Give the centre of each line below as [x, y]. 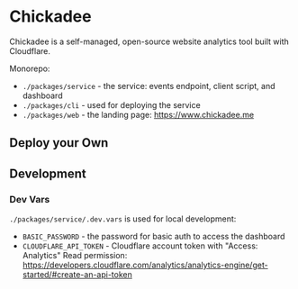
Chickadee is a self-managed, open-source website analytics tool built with [149, 41]
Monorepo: [30, 68]
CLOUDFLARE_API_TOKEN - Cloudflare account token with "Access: [140, 246]
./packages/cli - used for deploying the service [111, 104]
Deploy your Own [59, 143]
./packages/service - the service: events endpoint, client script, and [149, 86]
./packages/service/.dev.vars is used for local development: [123, 219]
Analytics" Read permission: [75, 256]
